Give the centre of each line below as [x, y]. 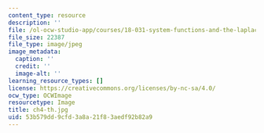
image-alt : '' [38, 74]
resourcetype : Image [42, 102]
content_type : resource [47, 15]
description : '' [35, 23]
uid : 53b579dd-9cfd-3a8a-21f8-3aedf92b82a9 [81, 117]
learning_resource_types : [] [56, 81]
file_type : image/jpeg [45, 45]
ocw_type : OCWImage [40, 95]
